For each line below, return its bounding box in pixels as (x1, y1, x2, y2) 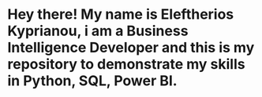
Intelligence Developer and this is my (7, 39, 255, 56)
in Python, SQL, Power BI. (7, 72, 178, 90)
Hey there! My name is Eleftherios (7, 5, 234, 23)
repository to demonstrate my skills (7, 56, 245, 74)
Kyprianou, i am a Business (7, 22, 189, 40)
